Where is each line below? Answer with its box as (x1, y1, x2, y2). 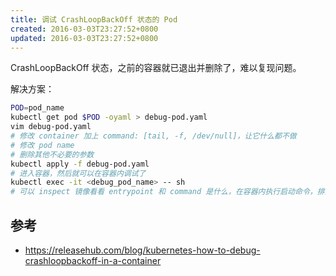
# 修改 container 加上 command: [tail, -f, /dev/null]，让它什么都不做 (10, 131, 297, 141)
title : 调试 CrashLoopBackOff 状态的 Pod (10, 14, 178, 25)
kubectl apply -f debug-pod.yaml (10, 159, 150, 169)
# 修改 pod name (10, 140, 75, 150)
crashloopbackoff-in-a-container (24, 254, 162, 266)
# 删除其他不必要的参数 (10, 149, 95, 160)
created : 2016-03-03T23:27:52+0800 (10, 24, 159, 34)
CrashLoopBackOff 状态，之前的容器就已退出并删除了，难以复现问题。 (10, 62, 302, 74)
